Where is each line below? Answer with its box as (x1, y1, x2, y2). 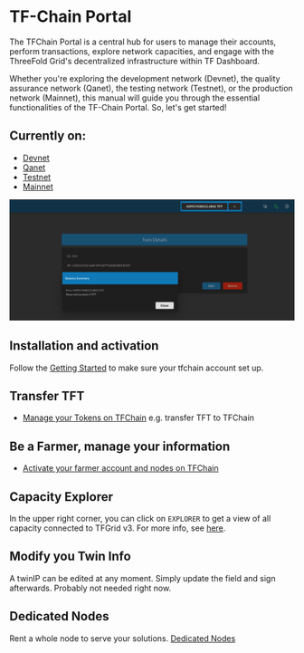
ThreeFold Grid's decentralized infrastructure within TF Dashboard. (9, 55, 261, 66)
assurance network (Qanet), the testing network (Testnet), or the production (9, 82, 294, 93)
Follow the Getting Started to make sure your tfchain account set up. (9, 362, 264, 373)
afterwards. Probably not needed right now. (9, 582, 172, 593)
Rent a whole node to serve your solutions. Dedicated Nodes (9, 632, 236, 644)
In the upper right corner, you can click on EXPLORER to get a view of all (9, 514, 271, 524)
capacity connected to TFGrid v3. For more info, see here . (9, 523, 226, 533)
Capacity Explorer (9, 489, 114, 504)
